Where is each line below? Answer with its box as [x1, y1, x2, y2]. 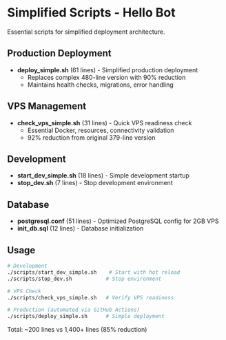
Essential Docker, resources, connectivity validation [27, 126, 174, 134]
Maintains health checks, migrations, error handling [27, 81, 174, 89]
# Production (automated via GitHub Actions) [7, 306, 140, 314]
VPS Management [7, 100, 87, 112]
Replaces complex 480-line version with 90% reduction [27, 73, 186, 81]
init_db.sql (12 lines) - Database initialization [17, 224, 144, 233]
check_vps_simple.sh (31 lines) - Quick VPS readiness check [17, 118, 192, 127]
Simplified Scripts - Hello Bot [7, 5, 176, 21]
